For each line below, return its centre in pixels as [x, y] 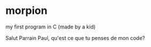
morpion [27, 11]
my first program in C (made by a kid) [51, 27]
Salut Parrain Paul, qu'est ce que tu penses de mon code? [75, 38]
